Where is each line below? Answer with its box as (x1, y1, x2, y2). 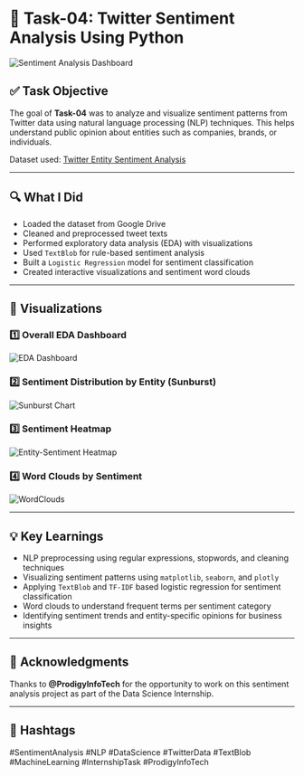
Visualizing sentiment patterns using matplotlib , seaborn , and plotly (22, 572, 280, 582)
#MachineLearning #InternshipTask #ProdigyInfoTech (9, 756, 210, 767)
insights (22, 620, 52, 630)
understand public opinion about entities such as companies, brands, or (9, 127, 278, 137)
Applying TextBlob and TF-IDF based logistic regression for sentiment (22, 581, 281, 591)
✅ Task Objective (9, 83, 109, 99)
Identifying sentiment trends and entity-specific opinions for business (22, 610, 282, 620)
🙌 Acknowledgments (9, 655, 129, 670)
